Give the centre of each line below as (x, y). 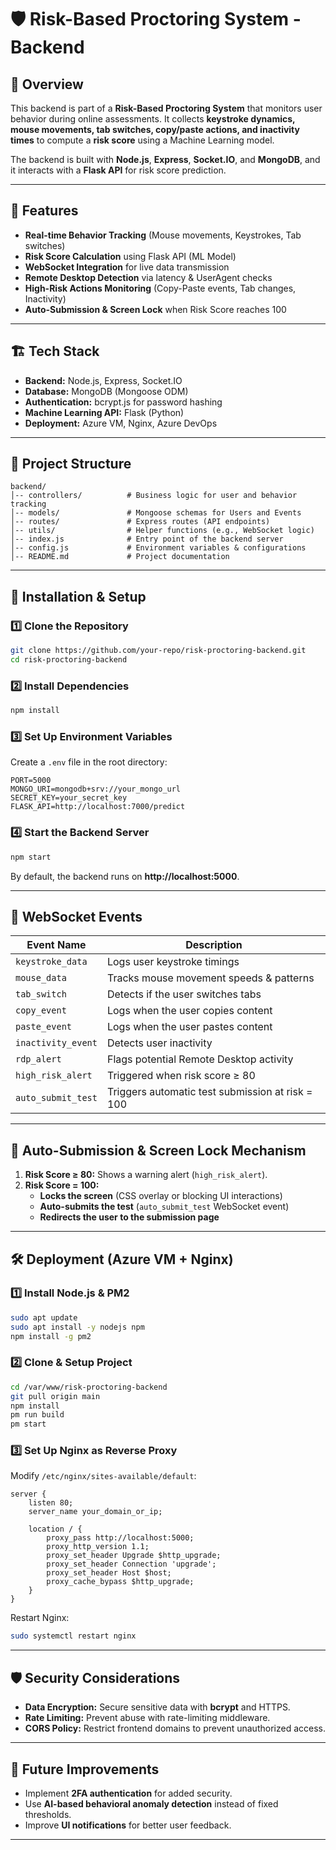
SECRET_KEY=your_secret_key (69, 798)
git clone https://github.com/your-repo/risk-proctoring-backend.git (158, 651)
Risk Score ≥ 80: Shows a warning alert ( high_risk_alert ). (146, 1175)
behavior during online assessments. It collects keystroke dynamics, (153, 119)
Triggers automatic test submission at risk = (209, 1092)
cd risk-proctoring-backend (69, 660)
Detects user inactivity (159, 1043)
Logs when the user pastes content (189, 1027)
